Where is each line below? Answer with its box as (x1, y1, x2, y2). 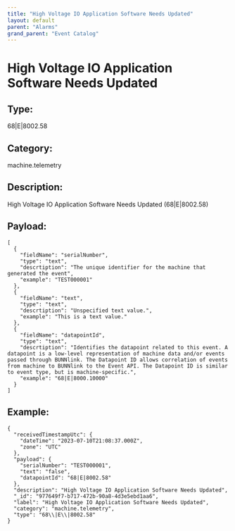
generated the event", (7, 270, 74, 277)
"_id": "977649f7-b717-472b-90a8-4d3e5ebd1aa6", (13, 492, 159, 500)
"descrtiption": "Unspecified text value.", (20, 307, 153, 314)
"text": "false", (20, 468, 71, 475)
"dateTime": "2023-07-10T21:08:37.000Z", (20, 437, 143, 444)
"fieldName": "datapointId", (20, 332, 106, 339)
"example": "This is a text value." (20, 313, 128, 320)
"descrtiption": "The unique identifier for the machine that (20, 263, 206, 271)
